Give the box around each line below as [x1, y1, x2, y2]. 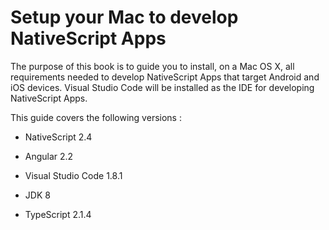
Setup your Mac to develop [10, 6, 239, 29]
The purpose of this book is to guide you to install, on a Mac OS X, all [10, 60, 295, 72]
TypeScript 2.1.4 [24, 208, 92, 220]
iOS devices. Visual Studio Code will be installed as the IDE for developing [10, 81, 315, 93]
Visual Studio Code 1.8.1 [24, 169, 123, 181]
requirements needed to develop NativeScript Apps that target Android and [10, 71, 320, 83]
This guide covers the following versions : [10, 111, 182, 123]
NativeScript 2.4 [24, 131, 93, 143]
